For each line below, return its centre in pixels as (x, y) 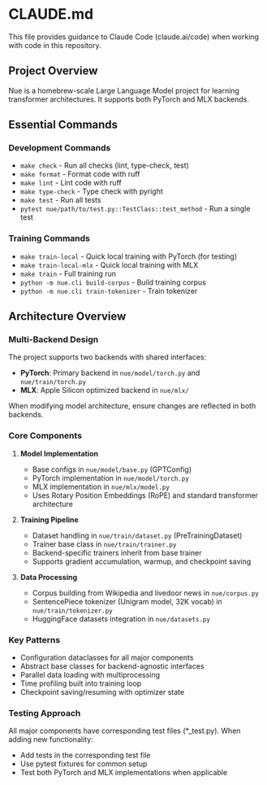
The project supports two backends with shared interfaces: (108, 357)
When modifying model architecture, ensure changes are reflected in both (132, 406)
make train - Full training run (68, 273)
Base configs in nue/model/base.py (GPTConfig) (112, 469)
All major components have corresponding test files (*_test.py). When (125, 731)
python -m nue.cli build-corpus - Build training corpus (113, 282)
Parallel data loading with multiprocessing (90, 675)
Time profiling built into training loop (81, 683)
